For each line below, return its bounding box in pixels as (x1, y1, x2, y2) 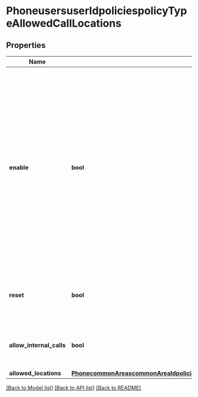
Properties (6, 40, 46, 50)
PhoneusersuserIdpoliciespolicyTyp (6, 4, 187, 18)
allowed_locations (9, 369, 61, 377)
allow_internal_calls (9, 341, 66, 349)
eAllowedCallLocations (6, 17, 122, 30)
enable (9, 163, 29, 172)
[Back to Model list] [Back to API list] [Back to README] (6, 385, 141, 391)
